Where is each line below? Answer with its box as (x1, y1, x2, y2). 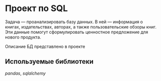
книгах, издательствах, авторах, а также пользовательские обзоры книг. (5, 24, 157, 29)
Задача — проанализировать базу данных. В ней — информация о (5, 19, 143, 25)
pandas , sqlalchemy (5, 70, 46, 76)
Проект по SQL (5, 3, 68, 14)
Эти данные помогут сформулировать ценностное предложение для (5, 29, 148, 35)
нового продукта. (5, 34, 41, 40)
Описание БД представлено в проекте (5, 43, 85, 49)
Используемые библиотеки (5, 57, 94, 66)
